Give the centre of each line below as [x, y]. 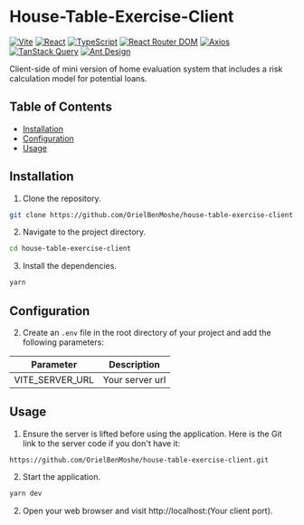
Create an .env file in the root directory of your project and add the [147, 333]
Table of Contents [61, 107]
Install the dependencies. [70, 266]
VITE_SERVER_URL [54, 380]
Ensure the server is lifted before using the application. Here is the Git [152, 434]
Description [134, 364]
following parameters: [63, 342]
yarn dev [26, 493]
